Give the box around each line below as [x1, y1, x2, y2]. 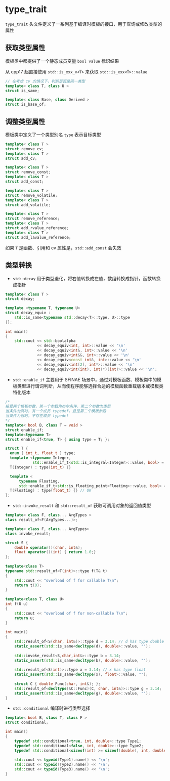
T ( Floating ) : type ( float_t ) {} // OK [10, 488, 92, 493]
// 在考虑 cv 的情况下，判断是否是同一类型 [5, 78, 86, 84]
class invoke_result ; [5, 531, 51, 536]
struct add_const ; [5, 179, 44, 184]
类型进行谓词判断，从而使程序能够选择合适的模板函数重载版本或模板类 [17, 383, 163, 389]
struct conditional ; [5, 720, 49, 725]
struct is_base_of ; [5, 102, 47, 107]
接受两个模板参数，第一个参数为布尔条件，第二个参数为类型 [5, 404, 111, 409]
